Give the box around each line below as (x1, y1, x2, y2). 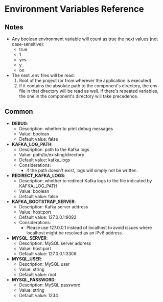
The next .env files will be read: (11, 73, 75, 78)
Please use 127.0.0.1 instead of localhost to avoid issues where (26, 225, 152, 230)
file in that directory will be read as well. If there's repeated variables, (19, 88, 159, 94)
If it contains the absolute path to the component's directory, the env (19, 83, 158, 89)
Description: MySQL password (19, 282, 81, 288)
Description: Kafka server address (19, 203, 89, 209)
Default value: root (19, 271, 57, 277)
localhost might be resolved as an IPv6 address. (26, 229, 123, 236)
